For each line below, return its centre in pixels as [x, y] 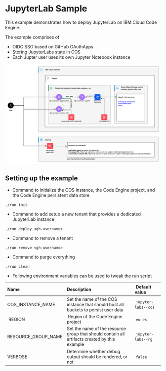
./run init [16, 205]
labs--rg [144, 340]
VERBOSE [17, 357]
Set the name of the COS [92, 299]
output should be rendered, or [97, 357]
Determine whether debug [93, 351]
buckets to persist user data [95, 310]
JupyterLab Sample [46, 9]
